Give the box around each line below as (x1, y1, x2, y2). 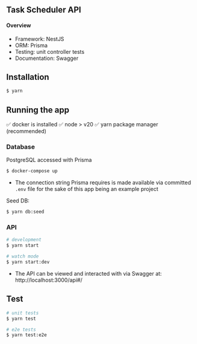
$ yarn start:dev (6, 259, 50, 265)
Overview (6, 21, 31, 29)
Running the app (6, 105, 69, 115)
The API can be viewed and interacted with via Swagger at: (14, 270, 162, 277)
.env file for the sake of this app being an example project (14, 186, 158, 193)
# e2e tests (6, 326, 36, 333)
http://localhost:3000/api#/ (14, 276, 83, 284)
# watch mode (6, 253, 39, 259)
